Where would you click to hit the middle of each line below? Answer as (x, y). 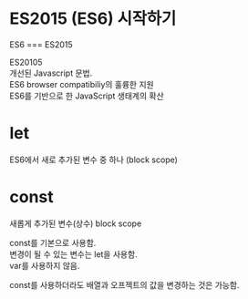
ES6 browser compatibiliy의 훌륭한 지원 (82, 84)
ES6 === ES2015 (41, 44)
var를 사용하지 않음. (45, 265)
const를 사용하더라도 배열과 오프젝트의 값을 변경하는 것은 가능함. (124, 284)
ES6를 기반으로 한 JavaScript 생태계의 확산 (87, 96)
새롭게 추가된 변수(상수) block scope (76, 223)
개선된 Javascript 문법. (51, 73)
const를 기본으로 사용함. (53, 242)
